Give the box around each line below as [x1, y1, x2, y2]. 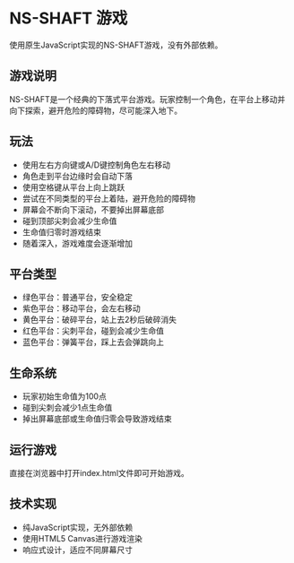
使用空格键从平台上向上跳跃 [22, 181, 125, 193]
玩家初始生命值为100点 [22, 391, 108, 402]
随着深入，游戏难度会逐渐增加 [22, 238, 133, 248]
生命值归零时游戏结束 [22, 226, 101, 238]
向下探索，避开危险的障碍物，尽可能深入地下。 [9, 105, 182, 116]
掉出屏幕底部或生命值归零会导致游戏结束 [22, 413, 172, 424]
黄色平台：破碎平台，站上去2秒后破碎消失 [22, 315, 177, 325]
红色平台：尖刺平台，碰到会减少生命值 [22, 325, 164, 336]
